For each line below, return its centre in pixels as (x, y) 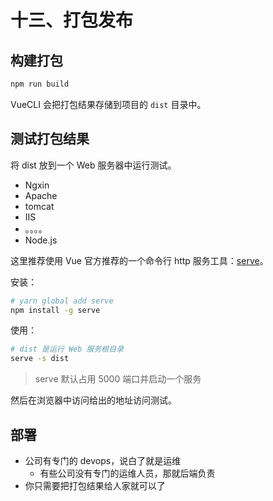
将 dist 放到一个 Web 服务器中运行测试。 (93, 165)
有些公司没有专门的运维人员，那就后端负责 (127, 473)
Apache (41, 195)
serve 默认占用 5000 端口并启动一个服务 (118, 379)
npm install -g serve (55, 310)
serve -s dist (40, 359)
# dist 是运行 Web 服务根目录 (67, 349)
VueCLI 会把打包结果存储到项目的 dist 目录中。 (108, 104)
